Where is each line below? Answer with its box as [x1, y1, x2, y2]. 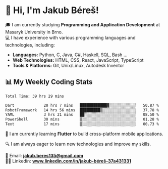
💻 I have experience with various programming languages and [5, 34, 136, 40]
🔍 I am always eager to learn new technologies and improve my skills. [5, 141, 151, 147]
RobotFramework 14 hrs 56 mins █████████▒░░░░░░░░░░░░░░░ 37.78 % [5, 107, 159, 113]
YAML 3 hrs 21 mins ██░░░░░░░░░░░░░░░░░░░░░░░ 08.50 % [5, 112, 159, 117]
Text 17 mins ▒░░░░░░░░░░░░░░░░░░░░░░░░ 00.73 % [5, 121, 159, 127]
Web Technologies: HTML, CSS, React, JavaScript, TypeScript [12, 57, 144, 63]
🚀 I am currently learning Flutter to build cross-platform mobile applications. [5, 131, 163, 137]
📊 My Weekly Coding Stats [5, 78, 93, 87]
